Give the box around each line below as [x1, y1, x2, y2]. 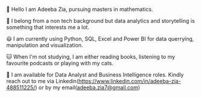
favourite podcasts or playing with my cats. [6, 60, 113, 66]
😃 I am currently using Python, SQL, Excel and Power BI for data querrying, [6, 35, 194, 42]
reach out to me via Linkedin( [6, 78, 79, 84]
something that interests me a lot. [6, 24, 89, 31]
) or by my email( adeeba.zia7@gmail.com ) [35, 84, 141, 91]
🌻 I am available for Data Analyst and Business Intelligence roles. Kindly [6, 71, 184, 78]
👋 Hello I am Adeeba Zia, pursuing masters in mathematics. [6, 6, 153, 13]
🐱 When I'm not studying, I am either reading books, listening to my [6, 53, 176, 60]
